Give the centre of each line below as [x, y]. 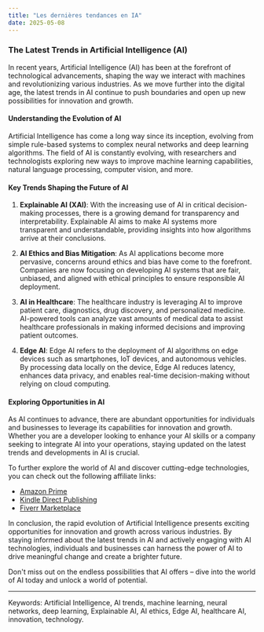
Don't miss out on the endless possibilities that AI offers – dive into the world [132, 572]
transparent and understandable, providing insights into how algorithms [135, 230]
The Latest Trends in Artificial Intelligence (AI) [98, 50]
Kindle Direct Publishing [58, 500]
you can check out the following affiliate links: [82, 477]
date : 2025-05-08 [37, 23]
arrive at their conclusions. [62, 238]
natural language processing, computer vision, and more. [101, 169]
